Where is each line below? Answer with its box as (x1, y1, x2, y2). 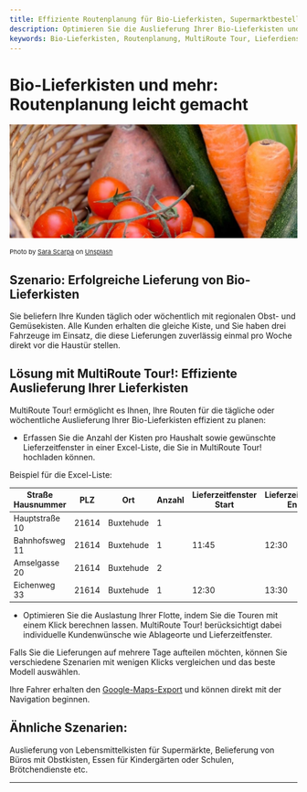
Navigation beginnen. (9, 693, 90, 704)
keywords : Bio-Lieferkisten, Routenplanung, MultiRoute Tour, (9, 34, 251, 43)
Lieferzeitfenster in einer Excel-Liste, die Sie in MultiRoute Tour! (22, 441, 262, 452)
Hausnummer (13, 499, 67, 511)
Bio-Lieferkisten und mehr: (9, 74, 219, 95)
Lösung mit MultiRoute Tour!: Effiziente (9, 366, 238, 382)
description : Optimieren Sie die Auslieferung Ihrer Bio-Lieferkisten (9, 24, 284, 34)
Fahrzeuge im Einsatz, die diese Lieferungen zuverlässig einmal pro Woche (9, 330, 292, 341)
